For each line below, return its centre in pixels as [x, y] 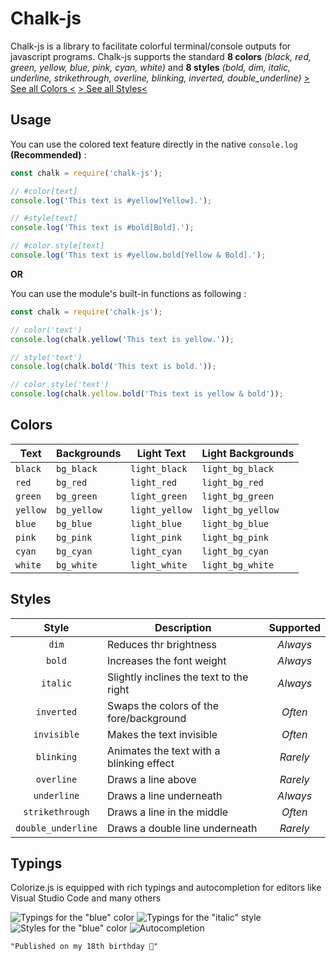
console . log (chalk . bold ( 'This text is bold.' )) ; [113, 367]
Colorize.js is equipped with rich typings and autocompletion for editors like [166, 888]
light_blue [156, 523]
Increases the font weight [166, 660]
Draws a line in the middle [167, 812]
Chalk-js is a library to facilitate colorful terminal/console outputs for [151, 46]
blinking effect [140, 763]
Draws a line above [151, 779]
